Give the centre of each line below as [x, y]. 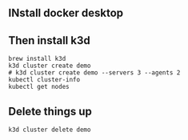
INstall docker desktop [66, 13]
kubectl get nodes [39, 87]
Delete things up [50, 111]
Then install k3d [49, 40]
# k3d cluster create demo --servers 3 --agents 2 [94, 73]
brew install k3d [37, 59]
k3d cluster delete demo [50, 130]
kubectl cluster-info [44, 80]
